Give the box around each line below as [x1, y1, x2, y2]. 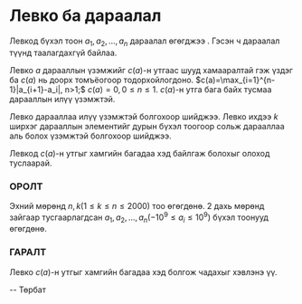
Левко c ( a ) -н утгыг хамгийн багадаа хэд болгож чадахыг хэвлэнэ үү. [9, 266, 278, 277]
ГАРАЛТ [9, 246, 47, 259]
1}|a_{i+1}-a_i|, [9, 83, 63, 95]
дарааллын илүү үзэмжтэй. [9, 93, 116, 104]
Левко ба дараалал [9, 5, 162, 26]
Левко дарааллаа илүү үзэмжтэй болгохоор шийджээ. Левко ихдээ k [9, 110, 278, 122]
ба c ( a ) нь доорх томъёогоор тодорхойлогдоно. [9, 74, 194, 85]
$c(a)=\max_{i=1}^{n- [195, 74, 276, 85]
